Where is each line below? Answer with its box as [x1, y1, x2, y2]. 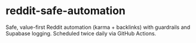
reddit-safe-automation [5, 4, 126, 18]
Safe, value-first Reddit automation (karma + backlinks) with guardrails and [5, 24, 191, 31]
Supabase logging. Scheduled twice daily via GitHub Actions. [5, 29, 157, 37]
